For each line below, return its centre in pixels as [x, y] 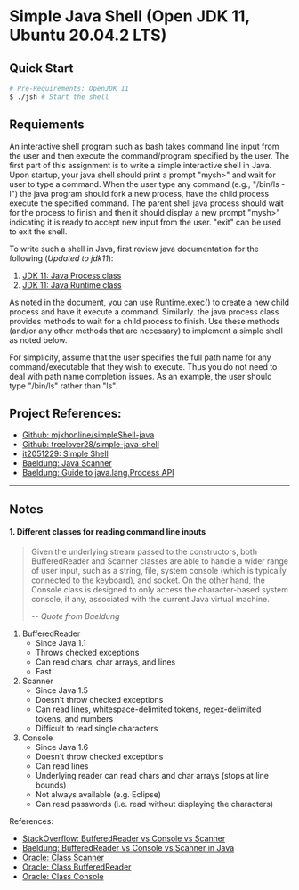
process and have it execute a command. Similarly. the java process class [144, 311]
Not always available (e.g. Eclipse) [98, 794]
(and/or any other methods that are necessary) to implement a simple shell [146, 331]
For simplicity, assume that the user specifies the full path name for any [140, 357]
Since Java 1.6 [62, 747]
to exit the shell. [38, 231]
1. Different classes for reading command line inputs [108, 532]
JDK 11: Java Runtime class [72, 285]
